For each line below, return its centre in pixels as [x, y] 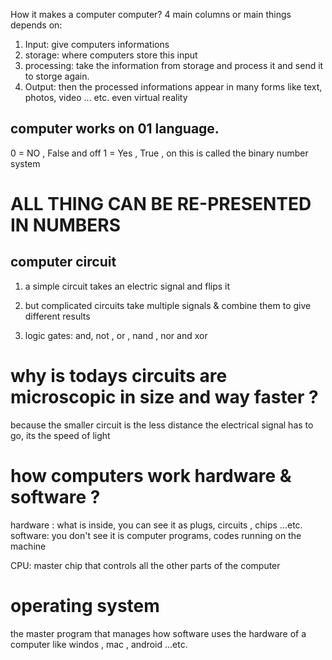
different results [57, 316]
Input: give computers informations [97, 44]
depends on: [36, 25]
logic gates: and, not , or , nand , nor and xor [116, 335]
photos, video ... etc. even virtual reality [106, 97]
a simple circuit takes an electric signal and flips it [127, 286]
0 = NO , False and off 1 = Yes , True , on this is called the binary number [159, 153]
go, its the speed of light [60, 435]
